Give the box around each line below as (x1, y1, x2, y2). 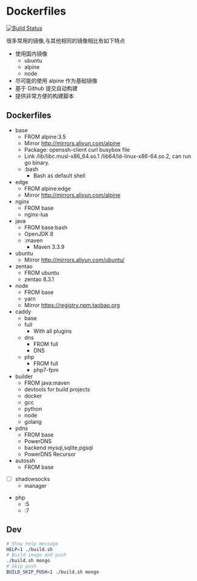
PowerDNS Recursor (24, 450, 76, 458)
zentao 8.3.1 (24, 276, 55, 283)
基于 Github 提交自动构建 (15, 84, 78, 92)
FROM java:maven (24, 379, 70, 387)
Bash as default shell (33, 172, 86, 179)
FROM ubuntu (24, 269, 60, 276)
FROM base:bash (24, 224, 68, 231)
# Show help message (6, 541, 59, 547)
